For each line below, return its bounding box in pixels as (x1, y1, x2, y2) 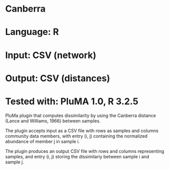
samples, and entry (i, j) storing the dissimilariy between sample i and (5, 153, 150, 159)
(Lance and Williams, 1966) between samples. (5, 117, 101, 124)
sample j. (5, 159, 24, 165)
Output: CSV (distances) (5, 72, 110, 84)
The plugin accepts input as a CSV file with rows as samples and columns (5, 127, 159, 134)
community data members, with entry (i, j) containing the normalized (5, 133, 148, 139)
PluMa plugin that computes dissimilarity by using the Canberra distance (5, 112, 156, 118)
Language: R (5, 26, 59, 38)
